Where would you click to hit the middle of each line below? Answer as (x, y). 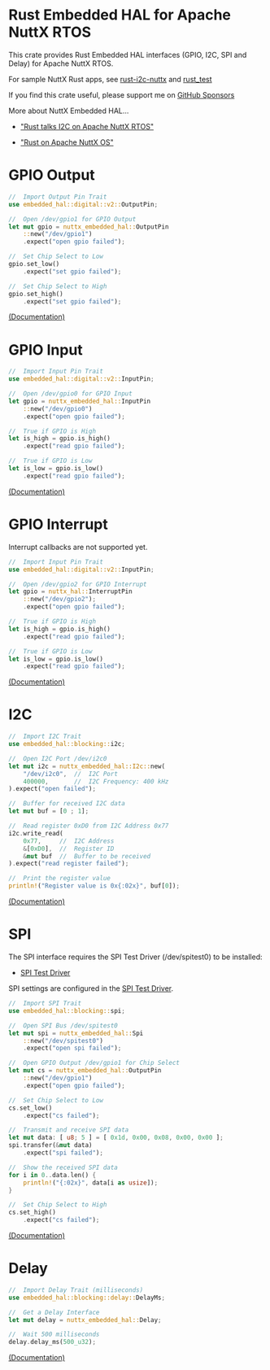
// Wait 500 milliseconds (54, 1335)
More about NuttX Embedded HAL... (69, 111)
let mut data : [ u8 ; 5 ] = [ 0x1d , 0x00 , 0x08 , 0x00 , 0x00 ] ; (116, 1138)
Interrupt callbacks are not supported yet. (78, 547)
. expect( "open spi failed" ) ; (72, 1048)
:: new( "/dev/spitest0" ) (63, 1041)
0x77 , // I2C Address (69, 841)
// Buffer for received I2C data (67, 804)
